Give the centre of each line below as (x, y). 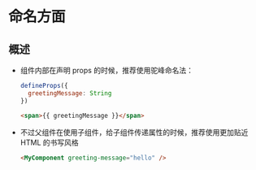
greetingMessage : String (70, 93)
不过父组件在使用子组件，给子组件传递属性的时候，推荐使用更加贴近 (134, 132)
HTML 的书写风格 (49, 142)
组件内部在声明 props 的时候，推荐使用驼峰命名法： (106, 70)
